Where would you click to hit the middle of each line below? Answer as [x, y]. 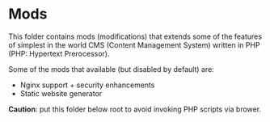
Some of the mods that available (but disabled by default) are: [111, 69]
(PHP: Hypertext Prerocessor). [59, 53]
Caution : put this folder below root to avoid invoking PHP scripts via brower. [135, 109]
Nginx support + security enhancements [87, 85]
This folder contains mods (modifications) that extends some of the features [135, 36]
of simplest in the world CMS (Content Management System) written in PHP [134, 44]
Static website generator [61, 93]
